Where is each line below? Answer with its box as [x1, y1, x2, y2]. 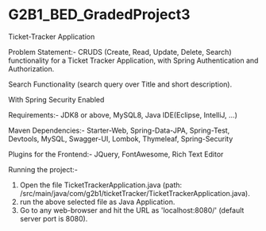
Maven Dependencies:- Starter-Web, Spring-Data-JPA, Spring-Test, [8, 125, 230, 135]
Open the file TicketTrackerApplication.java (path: [19, 180, 183, 190]
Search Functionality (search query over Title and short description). [8, 79, 233, 89]
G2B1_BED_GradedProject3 [8, 6, 191, 24]
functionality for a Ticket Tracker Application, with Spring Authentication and [8, 56, 259, 65]
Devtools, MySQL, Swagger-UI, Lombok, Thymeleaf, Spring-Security [8, 133, 233, 144]
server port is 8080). [19, 214, 88, 223]
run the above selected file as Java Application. [19, 197, 175, 206]
